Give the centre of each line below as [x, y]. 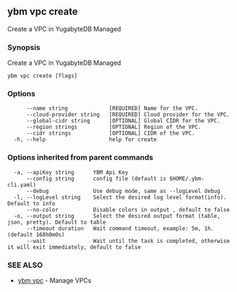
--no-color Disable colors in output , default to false [128, 209]
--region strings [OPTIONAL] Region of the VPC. [114, 127]
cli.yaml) [22, 184]
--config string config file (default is [96, 178]
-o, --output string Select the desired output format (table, [117, 216]
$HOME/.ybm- [187, 178]
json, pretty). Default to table [57, 222]
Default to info [31, 203]
